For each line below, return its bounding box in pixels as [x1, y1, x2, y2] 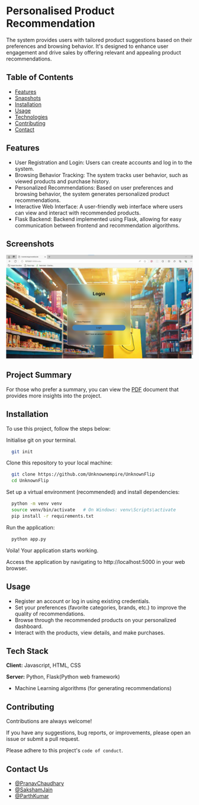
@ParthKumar [14, 792, 49, 799]
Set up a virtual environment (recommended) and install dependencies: [6, 489, 180, 496]
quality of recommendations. [14, 610, 85, 617]
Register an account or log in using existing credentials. [14, 597, 150, 605]
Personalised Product [6, 4, 115, 18]
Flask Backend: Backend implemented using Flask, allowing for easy [14, 215, 182, 223]
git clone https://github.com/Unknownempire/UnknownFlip [11, 472, 155, 477]
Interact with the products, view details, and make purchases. [14, 629, 165, 636]
